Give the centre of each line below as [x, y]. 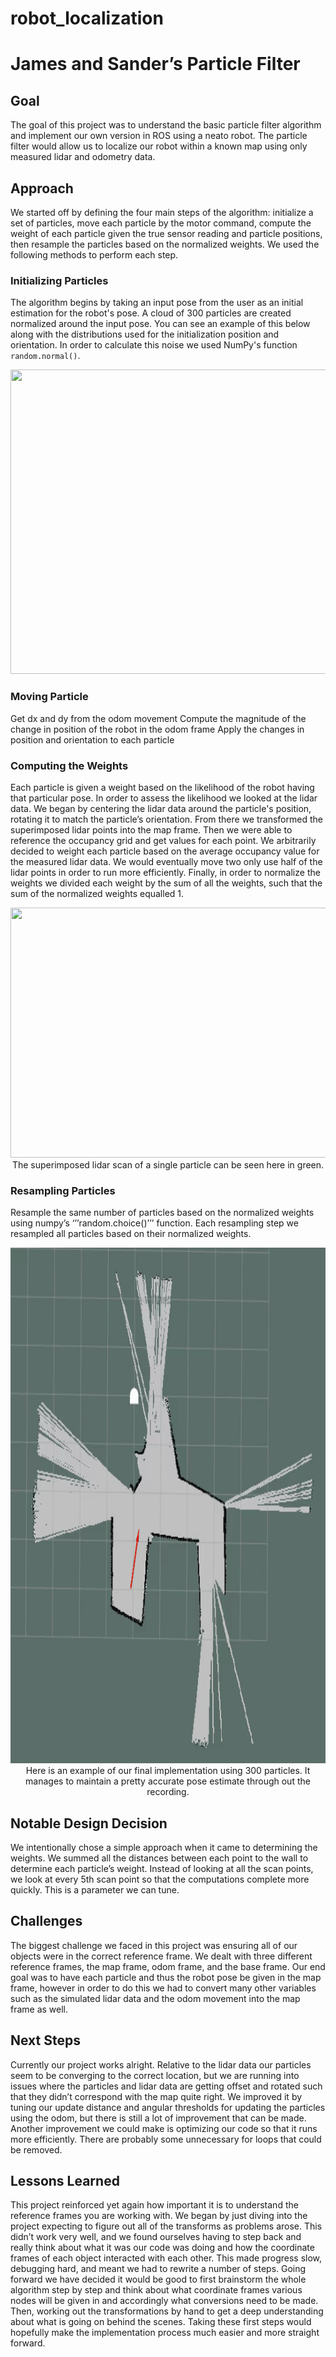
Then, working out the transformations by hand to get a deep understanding [167, 2311]
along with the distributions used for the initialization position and [145, 334]
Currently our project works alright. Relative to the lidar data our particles [161, 2064]
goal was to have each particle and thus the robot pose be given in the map [166, 1977]
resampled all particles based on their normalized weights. [131, 1234]
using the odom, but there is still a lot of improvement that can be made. [158, 2118]
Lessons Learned [65, 2181]
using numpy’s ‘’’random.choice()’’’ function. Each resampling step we [154, 1223]
